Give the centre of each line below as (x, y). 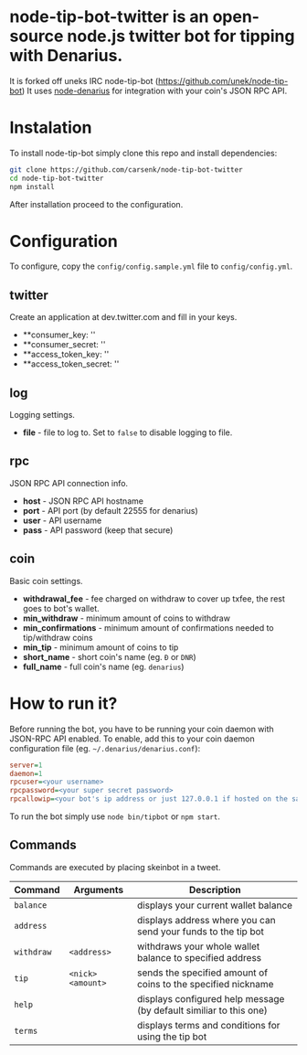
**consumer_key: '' (59, 335)
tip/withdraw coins (58, 637)
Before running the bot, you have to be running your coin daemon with (142, 729)
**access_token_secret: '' (71, 364)
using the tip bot (172, 1037)
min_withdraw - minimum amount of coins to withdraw (127, 618)
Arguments (99, 890)
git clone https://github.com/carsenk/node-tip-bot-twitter (127, 170)
